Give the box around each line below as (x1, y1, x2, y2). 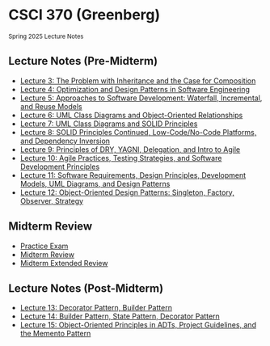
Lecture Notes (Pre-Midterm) (8, 54, 158, 68)
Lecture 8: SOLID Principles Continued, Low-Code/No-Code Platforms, (19, 127, 257, 137)
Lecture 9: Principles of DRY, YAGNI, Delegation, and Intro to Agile (19, 144, 241, 154)
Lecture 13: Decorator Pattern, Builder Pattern (19, 303, 172, 313)
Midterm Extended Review (19, 258, 108, 268)
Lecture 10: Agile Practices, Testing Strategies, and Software (19, 153, 222, 162)
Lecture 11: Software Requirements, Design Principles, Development (19, 170, 247, 179)
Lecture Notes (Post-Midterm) (8, 281, 164, 295)
